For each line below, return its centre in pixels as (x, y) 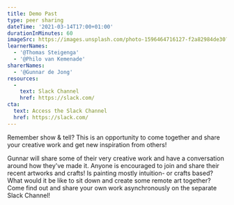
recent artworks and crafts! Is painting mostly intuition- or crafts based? (110, 173)
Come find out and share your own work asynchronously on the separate (112, 188)
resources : (23, 78)
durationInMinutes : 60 (40, 33)
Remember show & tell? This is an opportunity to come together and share (114, 137)
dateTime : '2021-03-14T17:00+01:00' (60, 26)
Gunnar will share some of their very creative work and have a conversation (116, 158)
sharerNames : (26, 66)
